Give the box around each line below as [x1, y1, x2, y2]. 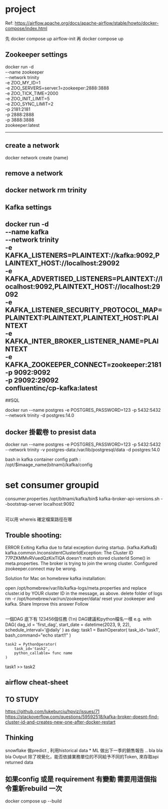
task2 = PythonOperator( [5, 642, 57, 647]
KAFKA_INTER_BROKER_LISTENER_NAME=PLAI [5, 337, 159, 346]
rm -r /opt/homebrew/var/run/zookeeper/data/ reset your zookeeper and [5, 596, 155, 602]
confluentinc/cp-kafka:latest [5, 384, 97, 393]
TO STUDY [5, 695, 39, 704]
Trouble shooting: [5, 531, 62, 540]
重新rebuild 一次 [11, 785, 62, 793]
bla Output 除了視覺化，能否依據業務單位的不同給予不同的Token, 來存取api [5, 754, 159, 760]
